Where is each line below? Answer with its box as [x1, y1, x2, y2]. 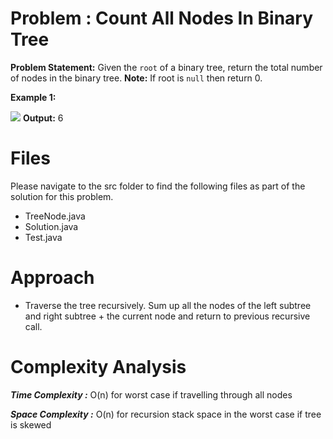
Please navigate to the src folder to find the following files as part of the [10, 180, 306, 192]
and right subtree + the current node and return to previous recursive [24, 310, 311, 322]
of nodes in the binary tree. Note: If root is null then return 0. [10, 72, 263, 84]
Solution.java [24, 220, 79, 232]
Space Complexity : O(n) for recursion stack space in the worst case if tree [10, 408, 322, 420]
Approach [10, 267, 95, 289]
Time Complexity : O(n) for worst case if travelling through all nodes [10, 388, 293, 401]
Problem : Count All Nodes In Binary [10, 7, 314, 30]
